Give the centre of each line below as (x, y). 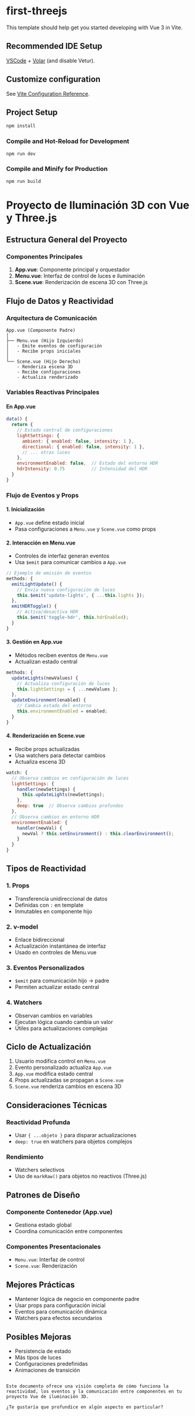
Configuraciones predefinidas (51, 1364)
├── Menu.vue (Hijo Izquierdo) (45, 341)
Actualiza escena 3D (40, 761)
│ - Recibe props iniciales (44, 351)
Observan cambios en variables (54, 1015)
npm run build (24, 181)
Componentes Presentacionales (54, 1247)
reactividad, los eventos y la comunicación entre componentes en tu (94, 1392)
